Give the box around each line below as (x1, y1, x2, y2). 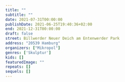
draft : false (5, 31, 33, 36)
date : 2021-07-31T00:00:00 (5, 17, 63, 22)
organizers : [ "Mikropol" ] (5, 45, 60, 50)
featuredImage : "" (5, 60, 44, 65)
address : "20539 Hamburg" (5, 41, 60, 46)
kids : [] (5, 54, 24, 60)
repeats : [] (5, 64, 31, 69)
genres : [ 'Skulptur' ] (5, 50, 52, 55)
